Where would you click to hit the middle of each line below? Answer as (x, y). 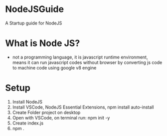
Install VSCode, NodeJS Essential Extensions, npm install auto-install (83, 107)
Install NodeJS (27, 101)
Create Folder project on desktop (46, 112)
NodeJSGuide (34, 9)
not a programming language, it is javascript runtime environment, (80, 57)
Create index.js (28, 123)
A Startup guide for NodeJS (34, 23)
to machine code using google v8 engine (54, 67)
